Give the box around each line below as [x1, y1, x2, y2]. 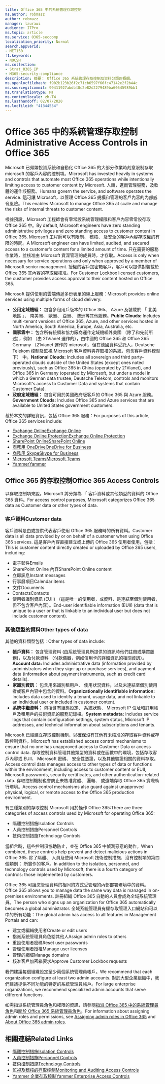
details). [12, 676, 29, 682]
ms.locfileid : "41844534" [5, 104, 58, 108]
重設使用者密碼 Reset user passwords [12, 940, 88, 946]
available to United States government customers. [12, 402, 114, 408]
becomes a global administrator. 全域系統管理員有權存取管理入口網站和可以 [5, 905, 158, 911]
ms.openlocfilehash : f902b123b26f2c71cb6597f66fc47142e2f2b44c [5, 80, 138, 85]
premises [5, 893, 24, 899]
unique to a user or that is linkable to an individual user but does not [12, 608, 150, 614]
